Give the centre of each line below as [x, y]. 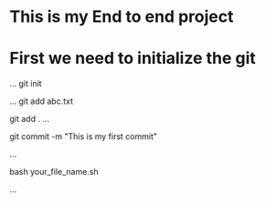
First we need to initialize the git [132, 59]
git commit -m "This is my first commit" [84, 136]
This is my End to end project [122, 17]
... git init [26, 84]
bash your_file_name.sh [54, 172]
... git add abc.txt [42, 101]
